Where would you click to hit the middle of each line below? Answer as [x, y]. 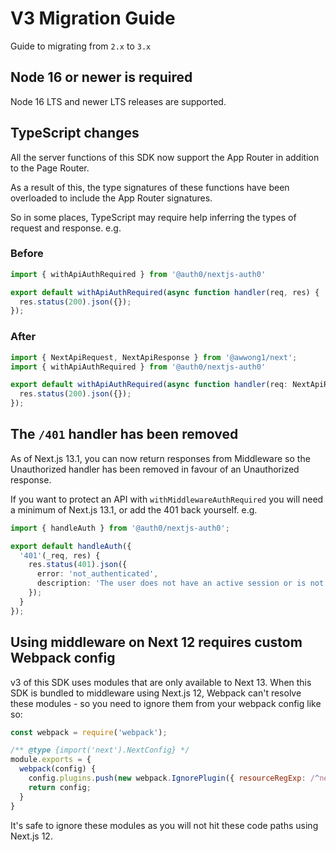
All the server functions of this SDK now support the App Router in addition [165, 157]
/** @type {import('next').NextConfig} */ [100, 750]
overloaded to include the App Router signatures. [111, 198]
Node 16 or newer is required [101, 77]
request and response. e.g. [66, 228]
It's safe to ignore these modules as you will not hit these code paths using [164, 825]
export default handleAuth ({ [71, 546]
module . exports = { [51, 760]
